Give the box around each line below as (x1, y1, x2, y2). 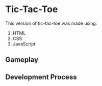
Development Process (5, 72, 78, 81)
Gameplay (5, 56, 39, 64)
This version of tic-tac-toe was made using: (5, 20, 97, 26)
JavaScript (12, 40, 36, 47)
